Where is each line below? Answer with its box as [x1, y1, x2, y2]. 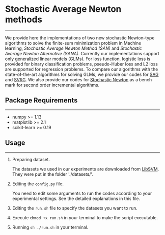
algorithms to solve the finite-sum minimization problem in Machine [5, 40, 141, 46]
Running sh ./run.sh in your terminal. [12, 224, 88, 230]
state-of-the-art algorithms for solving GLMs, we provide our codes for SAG [5, 71, 159, 77]
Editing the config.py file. [12, 181, 64, 187]
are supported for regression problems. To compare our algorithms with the [5, 66, 158, 72]
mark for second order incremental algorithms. [5, 82, 100, 88]
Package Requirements [5, 96, 78, 104]
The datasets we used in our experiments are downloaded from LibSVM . [12, 166, 159, 172]
